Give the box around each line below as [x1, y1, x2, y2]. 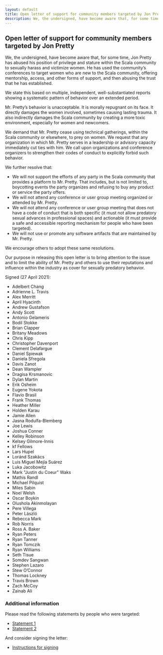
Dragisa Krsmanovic [12, 371, 53, 377]
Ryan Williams [12, 547, 40, 553]
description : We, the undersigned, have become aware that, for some [5, 16, 149, 21]
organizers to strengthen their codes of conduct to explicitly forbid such [5, 150, 149, 156]
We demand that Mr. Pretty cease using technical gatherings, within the [5, 129, 148, 135]
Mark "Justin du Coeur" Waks [12, 470, 71, 475]
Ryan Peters [12, 531, 36, 537]
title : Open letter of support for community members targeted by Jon [5, 12, 151, 17]
